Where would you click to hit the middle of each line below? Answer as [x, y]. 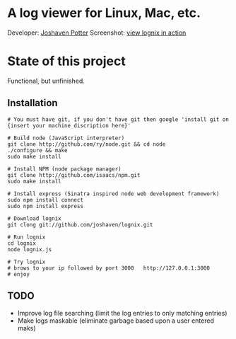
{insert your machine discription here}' [69, 125]
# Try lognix [26, 262]
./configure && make [38, 150]
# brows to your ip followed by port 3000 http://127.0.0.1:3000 [109, 268]
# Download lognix [34, 218]
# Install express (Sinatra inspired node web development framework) [113, 194]
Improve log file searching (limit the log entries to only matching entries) [122, 313]
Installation [33, 103]
